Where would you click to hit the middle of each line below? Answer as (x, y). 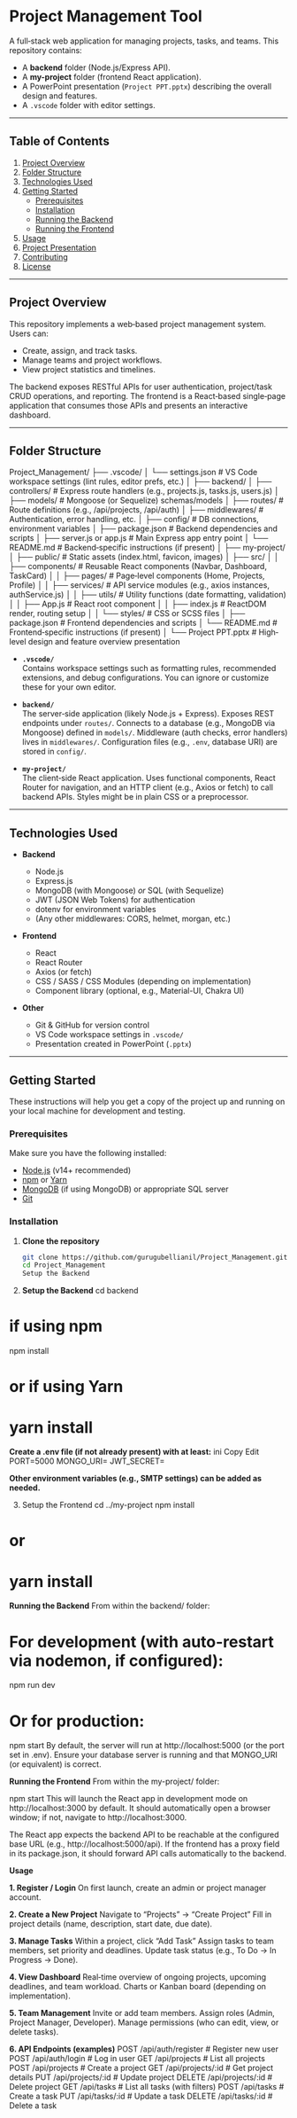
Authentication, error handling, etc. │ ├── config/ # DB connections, (134, 520)
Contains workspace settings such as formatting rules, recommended (149, 668)
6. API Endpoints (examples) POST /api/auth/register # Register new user (144, 2049)
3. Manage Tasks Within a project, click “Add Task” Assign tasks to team (141, 1941)
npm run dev (32, 1685)
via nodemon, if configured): (116, 1661)
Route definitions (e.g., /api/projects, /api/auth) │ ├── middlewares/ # (137, 510)
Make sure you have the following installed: (88, 1153)
